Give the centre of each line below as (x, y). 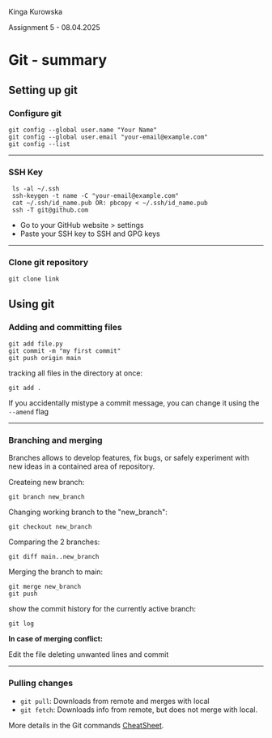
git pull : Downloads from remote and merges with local (115, 701)
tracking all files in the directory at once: (76, 373)
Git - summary (58, 60)
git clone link (34, 279)
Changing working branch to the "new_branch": (88, 512)
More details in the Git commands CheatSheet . (86, 725)
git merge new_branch (45, 587)
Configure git (35, 113)
